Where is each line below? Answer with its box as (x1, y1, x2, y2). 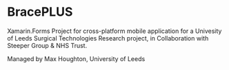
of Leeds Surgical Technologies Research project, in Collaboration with (7, 34, 209, 42)
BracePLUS (7, 4, 73, 20)
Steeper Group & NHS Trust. (7, 41, 88, 49)
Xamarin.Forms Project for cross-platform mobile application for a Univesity (7, 27, 222, 35)
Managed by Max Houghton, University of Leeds (7, 54, 146, 62)
